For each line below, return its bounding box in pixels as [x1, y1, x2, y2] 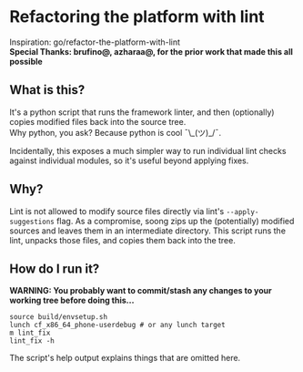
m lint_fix [9, 328, 51, 338]
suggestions [9, 217, 55, 226]
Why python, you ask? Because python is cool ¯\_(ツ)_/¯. [9, 127, 222, 138]
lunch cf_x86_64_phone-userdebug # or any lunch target [9, 321, 226, 330]
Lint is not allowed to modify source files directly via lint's [9, 205, 225, 216]
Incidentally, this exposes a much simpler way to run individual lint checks [9, 145, 287, 156]
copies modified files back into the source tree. [9, 116, 187, 127]
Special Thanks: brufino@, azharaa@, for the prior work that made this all [9, 46, 293, 57]
